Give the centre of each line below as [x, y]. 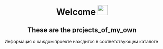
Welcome [76, 12]
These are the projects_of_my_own [82, 30]
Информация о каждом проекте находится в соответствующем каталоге [81, 41]
